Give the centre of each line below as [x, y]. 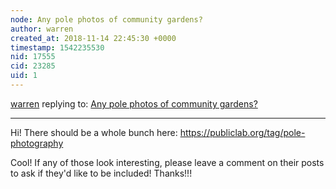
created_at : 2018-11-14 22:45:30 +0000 [93, 38]
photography [37, 143]
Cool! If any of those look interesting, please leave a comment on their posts [167, 162]
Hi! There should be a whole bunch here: [94, 132]
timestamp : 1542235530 [57, 47]
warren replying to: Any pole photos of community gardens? [134, 103]
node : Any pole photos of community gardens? [106, 19]
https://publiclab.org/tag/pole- [242, 132]
